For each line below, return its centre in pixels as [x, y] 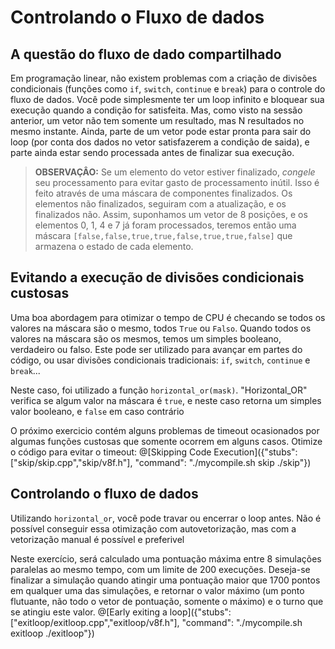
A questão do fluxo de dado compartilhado [146, 54]
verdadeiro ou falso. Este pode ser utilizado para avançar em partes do [156, 349]
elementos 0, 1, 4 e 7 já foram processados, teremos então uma [165, 225]
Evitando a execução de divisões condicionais [157, 277]
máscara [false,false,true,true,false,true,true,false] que [163, 235]
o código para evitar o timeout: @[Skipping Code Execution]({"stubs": [154, 452]
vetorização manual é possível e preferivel [97, 539]
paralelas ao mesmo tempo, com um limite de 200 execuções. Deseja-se [160, 569]
